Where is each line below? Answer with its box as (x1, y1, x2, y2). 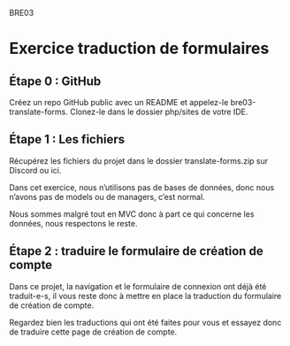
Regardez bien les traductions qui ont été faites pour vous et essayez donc (9, 317, 282, 327)
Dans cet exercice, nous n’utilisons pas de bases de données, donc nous (9, 181, 275, 193)
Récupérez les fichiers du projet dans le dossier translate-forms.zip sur (9, 155, 268, 166)
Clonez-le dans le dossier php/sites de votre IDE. (69, 106, 248, 117)
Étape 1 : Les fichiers (9, 132, 126, 147)
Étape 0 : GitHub (9, 73, 102, 88)
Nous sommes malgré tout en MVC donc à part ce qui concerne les (9, 208, 255, 219)
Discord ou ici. (9, 165, 62, 175)
